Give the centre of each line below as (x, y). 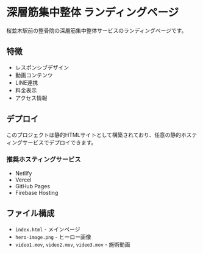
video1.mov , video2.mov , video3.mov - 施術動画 (73, 244)
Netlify (23, 173)
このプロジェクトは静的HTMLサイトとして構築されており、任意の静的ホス (99, 135)
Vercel (23, 180)
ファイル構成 (30, 213)
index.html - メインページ (48, 229)
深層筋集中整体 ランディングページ (93, 12)
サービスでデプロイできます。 (59, 142)
